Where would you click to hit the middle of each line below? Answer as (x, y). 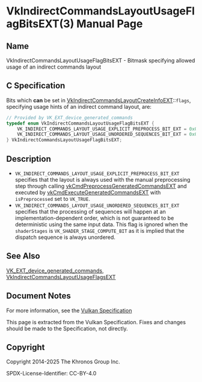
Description (29, 159)
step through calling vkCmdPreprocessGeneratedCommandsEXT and (101, 186)
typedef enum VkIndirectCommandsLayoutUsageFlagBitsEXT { (80, 123)
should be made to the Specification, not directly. (67, 328)
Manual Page (109, 24)
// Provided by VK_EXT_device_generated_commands (70, 118)
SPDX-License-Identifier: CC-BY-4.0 (51, 374)
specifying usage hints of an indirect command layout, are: (79, 106)
